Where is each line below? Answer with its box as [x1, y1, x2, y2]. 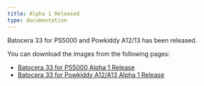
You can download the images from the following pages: [7, 50, 170, 58]
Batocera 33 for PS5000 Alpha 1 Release [17, 63, 135, 71]
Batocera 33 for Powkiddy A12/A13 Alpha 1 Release [17, 71, 165, 79]
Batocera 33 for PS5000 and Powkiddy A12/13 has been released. [7, 36, 198, 44]
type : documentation [7, 17, 68, 24]
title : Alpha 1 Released [7, 10, 80, 17]
